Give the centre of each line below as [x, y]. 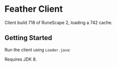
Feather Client [34, 9]
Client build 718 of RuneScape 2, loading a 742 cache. [58, 22]
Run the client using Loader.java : [38, 49]
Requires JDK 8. [21, 59]
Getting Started [28, 38]
